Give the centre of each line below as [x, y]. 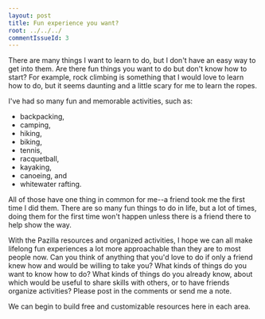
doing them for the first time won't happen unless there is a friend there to [130, 216]
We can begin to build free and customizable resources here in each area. [129, 306]
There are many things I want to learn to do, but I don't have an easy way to [132, 60]
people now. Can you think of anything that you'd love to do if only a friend [131, 257]
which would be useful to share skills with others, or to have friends [119, 282]
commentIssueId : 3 [39, 38]
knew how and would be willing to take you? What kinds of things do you [127, 266]
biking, [31, 142]
